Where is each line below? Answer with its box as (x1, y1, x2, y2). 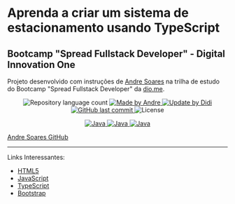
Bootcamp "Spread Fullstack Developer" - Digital (7, 48, 226, 60)
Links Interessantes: (7, 153, 65, 161)
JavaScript (17, 174, 49, 182)
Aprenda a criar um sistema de (7, 5, 189, 21)
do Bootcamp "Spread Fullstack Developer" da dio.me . (7, 85, 165, 93)
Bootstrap (17, 189, 46, 197)
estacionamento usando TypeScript (7, 20, 220, 36)
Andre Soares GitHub (7, 133, 69, 141)
